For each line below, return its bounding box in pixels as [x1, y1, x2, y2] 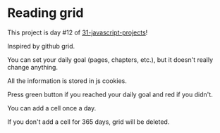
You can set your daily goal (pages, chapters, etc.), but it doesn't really [7, 55, 214, 64]
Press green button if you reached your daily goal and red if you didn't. [7, 90, 213, 99]
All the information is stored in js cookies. [7, 76, 127, 85]
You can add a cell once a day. [7, 103, 97, 112]
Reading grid [7, 5, 84, 21]
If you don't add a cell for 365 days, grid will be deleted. [7, 118, 170, 126]
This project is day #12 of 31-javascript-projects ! [7, 28, 148, 37]
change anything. [7, 63, 59, 71]
